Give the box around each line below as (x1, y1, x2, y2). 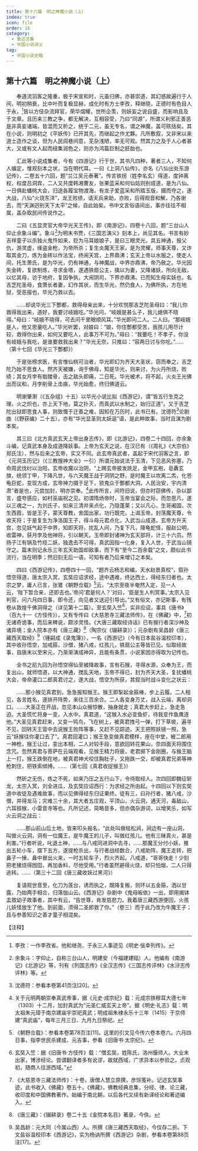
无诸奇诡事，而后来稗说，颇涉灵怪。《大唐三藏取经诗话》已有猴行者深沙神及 (6, 619, 190, 626)
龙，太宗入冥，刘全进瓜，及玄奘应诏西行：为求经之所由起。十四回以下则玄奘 (6, 783, 192, 790)
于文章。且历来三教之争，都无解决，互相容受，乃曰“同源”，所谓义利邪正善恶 (6, 115, 192, 122)
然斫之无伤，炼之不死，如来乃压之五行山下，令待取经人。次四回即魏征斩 (16, 775, 192, 783)
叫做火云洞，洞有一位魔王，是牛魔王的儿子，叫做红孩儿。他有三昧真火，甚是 (6, 832, 192, 839)
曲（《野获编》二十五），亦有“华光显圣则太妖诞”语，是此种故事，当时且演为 (6, 415, 187, 422)
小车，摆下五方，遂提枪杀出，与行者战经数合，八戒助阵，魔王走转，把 (21, 847, 192, 854)
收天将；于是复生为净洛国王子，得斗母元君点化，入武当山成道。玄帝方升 (6, 517, 181, 524)
